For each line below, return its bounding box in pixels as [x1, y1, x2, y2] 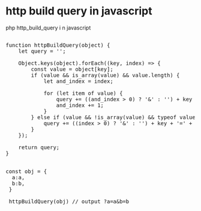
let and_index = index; [43, 78, 113, 85]
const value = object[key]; [31, 66, 113, 73]
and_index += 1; [56, 102, 104, 109]
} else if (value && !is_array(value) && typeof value [31, 114, 196, 121]
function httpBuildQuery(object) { [5, 41, 110, 49]
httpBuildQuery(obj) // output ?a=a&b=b [8, 198, 130, 205]
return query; [18, 144, 60, 151]
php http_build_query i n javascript [5, 24, 91, 31]
